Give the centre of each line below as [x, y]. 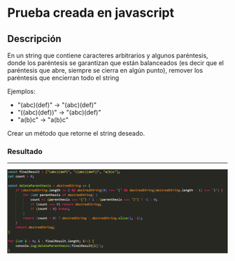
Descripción [34, 39]
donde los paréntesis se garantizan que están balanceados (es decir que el [115, 63]
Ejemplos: [22, 91]
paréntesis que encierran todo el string [63, 78]
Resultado [25, 151]
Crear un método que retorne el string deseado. [76, 133]
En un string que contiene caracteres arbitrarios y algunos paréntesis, [108, 55]
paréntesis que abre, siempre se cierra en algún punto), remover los [105, 70]
